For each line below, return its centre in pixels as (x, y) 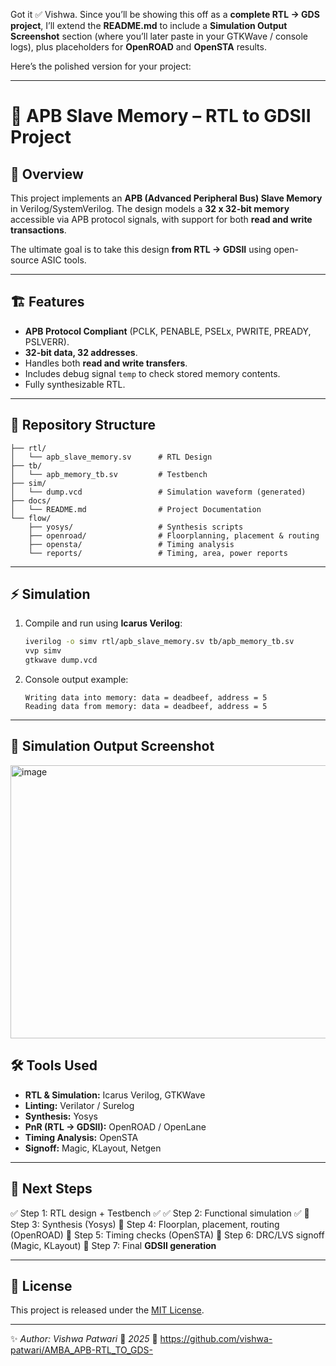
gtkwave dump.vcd (61, 660)
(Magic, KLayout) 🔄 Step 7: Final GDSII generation (113, 1245)
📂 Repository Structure (83, 425)
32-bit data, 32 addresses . (81, 352)
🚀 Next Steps (51, 1189)
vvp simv (43, 651)
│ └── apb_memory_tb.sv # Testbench (109, 474)
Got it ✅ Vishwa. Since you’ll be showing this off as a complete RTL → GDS (165, 14)
